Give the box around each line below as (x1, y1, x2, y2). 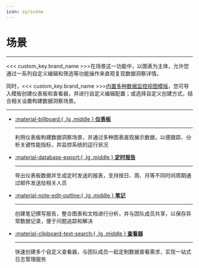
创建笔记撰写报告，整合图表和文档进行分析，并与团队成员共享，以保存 (14, 210, 187, 217)
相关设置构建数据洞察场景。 (11, 97, 79, 104)
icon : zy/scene (6, 8, 44, 15)
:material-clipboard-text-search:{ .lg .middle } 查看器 (14, 229, 143, 237)
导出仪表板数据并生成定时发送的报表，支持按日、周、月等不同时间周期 (14, 171, 187, 178)
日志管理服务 (14, 256, 46, 263)
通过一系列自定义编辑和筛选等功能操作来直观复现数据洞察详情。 (6, 69, 162, 77)
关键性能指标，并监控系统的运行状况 (20, 141, 108, 148)
